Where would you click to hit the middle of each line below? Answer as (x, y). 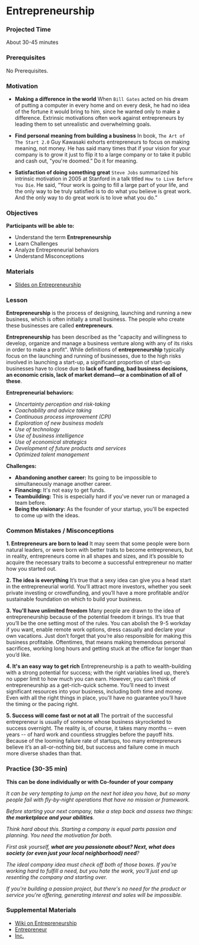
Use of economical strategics (51, 442)
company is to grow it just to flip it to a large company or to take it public (103, 155)
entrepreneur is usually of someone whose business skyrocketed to (89, 722)
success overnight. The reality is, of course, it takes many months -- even (96, 728)
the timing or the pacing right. (42, 704)
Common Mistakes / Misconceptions (60, 530)
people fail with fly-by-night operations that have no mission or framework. (98, 800)
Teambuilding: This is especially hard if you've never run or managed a (102, 496)
